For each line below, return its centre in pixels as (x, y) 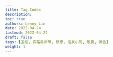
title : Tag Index (23, 10)
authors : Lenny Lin (25, 24)
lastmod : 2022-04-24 (27, 33)
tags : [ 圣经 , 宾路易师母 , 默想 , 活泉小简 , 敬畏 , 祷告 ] (57, 42)
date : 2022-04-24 (23, 28)
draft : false (19, 38)
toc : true (15, 19)
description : (19, 14)
